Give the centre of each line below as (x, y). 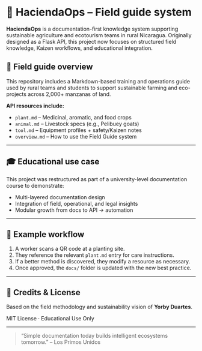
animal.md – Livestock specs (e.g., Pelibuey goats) (77, 124)
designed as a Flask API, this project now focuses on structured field (91, 41)
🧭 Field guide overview (50, 67)
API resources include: (35, 106)
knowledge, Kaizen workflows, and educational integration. (80, 48)
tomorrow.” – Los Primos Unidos (61, 342)
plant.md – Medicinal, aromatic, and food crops (73, 117)
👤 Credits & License (43, 292)
